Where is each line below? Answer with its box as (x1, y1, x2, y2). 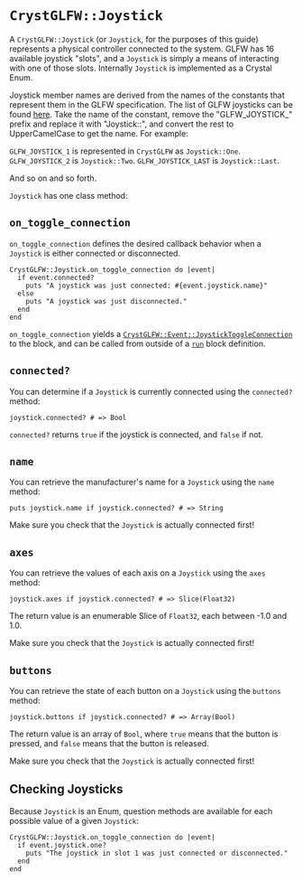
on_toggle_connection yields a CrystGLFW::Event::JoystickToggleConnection (9, 328, 293, 339)
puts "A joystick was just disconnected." (25, 296, 188, 305)
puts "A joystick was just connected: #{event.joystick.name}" (25, 281, 269, 290)
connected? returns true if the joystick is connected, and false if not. (9, 428, 264, 440)
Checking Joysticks (9, 782, 124, 797)
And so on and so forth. (9, 173, 97, 183)
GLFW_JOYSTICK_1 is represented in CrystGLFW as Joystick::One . (9, 145, 242, 156)
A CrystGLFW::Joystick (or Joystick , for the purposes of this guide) (9, 33, 259, 44)
